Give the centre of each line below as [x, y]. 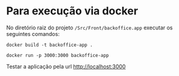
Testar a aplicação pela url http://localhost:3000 [66, 66]
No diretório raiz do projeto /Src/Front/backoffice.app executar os [89, 28]
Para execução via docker [72, 11]
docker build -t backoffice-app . [50, 45]
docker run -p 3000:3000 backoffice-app [58, 55]
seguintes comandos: [33, 34]
